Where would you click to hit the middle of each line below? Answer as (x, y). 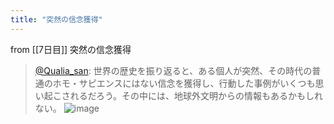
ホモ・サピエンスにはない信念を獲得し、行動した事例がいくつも (184, 83)
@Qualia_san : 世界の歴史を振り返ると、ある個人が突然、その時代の (173, 70)
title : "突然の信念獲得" (56, 19)
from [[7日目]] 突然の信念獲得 (71, 49)
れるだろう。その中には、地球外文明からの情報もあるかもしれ (196, 95)
